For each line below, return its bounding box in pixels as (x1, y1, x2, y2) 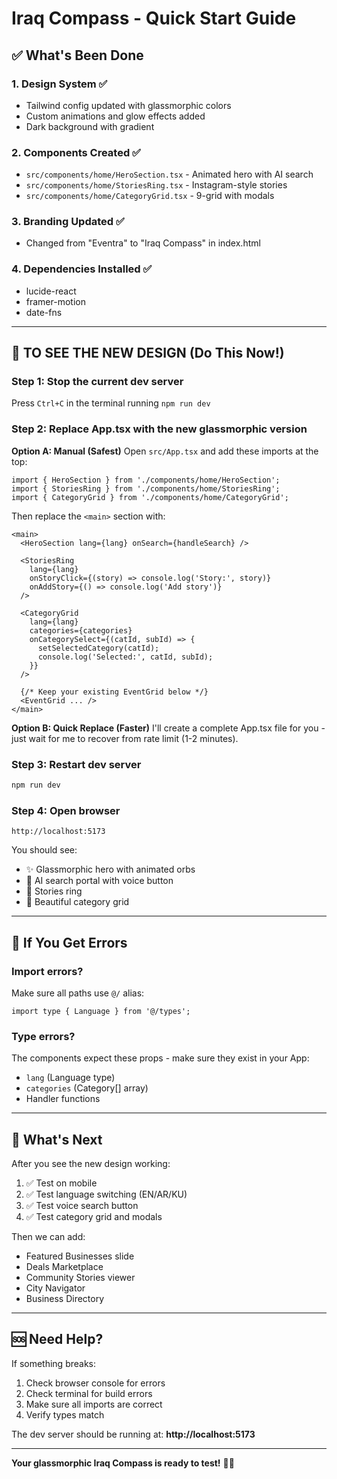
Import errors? (11, 964, 84, 978)
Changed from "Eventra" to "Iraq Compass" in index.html (25, 237, 261, 249)
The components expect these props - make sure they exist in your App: (11, 1052, 310, 1064)
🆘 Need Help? (11, 1331, 104, 1348)
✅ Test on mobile (25, 1177, 98, 1189)
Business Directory (25, 1293, 105, 1305)
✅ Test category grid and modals (25, 1211, 163, 1223)
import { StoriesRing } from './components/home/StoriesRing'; (11, 483, 281, 494)
